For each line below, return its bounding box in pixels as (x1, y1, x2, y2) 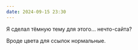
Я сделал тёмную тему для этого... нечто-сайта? (6, 25, 132, 33)
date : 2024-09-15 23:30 (6, 8, 67, 15)
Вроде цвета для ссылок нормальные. (6, 37, 106, 44)
